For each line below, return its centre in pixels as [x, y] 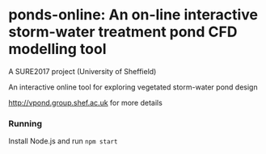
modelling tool [57, 49]
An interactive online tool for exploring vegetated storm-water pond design [133, 87]
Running [25, 123]
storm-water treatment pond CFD [123, 32]
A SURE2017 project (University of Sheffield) [82, 71]
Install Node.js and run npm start [63, 141]
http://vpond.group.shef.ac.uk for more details [86, 102]
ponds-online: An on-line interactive [133, 15]
